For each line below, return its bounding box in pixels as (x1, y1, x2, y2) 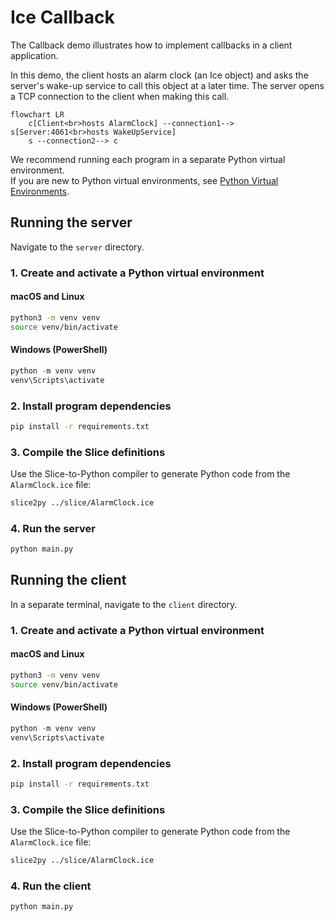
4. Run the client (10, 879, 92, 893)
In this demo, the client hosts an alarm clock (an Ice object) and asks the (10, 69, 309, 81)
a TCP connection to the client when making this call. (10, 90, 230, 102)
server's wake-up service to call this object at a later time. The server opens (10, 79, 325, 91)
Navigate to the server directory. (10, 241, 145, 253)
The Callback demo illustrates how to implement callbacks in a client (10, 39, 293, 51)
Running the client (10, 572, 127, 589)
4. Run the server (10, 521, 96, 535)
